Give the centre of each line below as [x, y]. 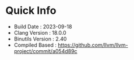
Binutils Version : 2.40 [40, 39]
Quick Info [31, 11]
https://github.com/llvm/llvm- [93, 45]
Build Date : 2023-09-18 [43, 27]
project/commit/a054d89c [45, 51]
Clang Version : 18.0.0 [40, 32]
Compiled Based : [35, 45]
